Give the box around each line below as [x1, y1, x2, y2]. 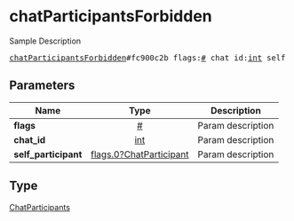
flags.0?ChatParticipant [90, 148, 189, 161]
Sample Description [9, 36, 82, 46]
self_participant [13, 148, 83, 161]
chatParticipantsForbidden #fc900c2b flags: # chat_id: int [9, 52, 263, 63]
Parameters [9, 78, 75, 93]
